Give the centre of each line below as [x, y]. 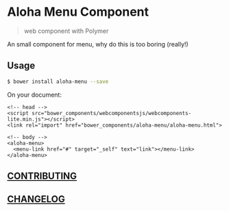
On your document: [34, 95]
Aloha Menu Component [78, 12]
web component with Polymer [66, 31]
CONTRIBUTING [42, 176]
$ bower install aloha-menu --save [58, 82]
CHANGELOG [36, 199]
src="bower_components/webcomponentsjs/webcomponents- [112, 113]
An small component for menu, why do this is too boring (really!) [98, 44]
